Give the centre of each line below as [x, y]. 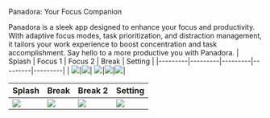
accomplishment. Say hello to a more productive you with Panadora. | [124, 53]
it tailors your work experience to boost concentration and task [113, 44]
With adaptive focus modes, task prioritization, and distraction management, [135, 36]
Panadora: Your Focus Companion [65, 12]
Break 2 [93, 90]
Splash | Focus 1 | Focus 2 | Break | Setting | [81, 61]
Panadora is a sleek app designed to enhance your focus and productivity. [132, 27]
